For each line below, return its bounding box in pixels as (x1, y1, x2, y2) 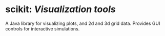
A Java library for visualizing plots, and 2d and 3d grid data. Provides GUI (5, 20, 160, 26)
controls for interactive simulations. (5, 25, 80, 31)
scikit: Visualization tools (5, 4, 116, 15)
